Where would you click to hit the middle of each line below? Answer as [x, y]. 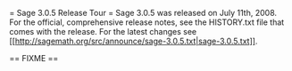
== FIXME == [34, 58]
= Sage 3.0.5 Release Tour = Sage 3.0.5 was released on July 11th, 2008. [143, 13]
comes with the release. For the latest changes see [103, 32]
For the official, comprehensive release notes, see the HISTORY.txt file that [147, 22]
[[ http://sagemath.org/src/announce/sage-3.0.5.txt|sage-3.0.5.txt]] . [133, 41]
